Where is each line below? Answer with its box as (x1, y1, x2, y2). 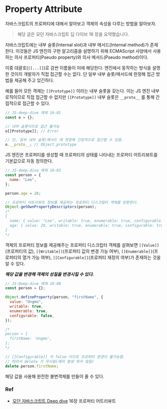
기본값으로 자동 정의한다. (5, 158, 53, 164)
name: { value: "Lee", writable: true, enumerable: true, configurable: (9, 218, 164, 224)
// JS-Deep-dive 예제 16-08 (5, 281, 61, 286)
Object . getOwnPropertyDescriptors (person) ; (5, 204, 97, 210)
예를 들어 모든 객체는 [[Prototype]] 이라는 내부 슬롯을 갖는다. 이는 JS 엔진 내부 (5, 88, 160, 94)
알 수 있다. (5, 261, 25, 267)
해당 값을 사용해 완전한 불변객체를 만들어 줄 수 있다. (5, 373, 104, 379)
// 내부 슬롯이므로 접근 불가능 (5, 124, 60, 129)
